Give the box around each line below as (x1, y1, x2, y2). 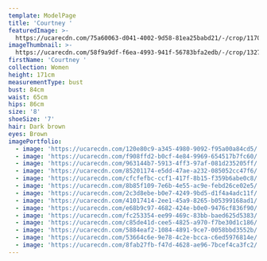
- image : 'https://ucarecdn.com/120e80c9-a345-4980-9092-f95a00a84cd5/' (15, 145, 261, 153)
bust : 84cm (8, 85, 44, 94)
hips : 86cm (8, 100, 44, 108)
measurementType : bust (8, 78, 83, 86)
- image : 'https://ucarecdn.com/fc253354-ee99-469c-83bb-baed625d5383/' (15, 212, 261, 220)
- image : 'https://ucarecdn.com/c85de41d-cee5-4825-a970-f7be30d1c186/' (15, 219, 261, 227)
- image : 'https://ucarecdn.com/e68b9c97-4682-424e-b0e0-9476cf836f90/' (15, 204, 261, 212)
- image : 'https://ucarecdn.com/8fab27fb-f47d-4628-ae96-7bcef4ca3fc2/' (15, 241, 261, 249)
